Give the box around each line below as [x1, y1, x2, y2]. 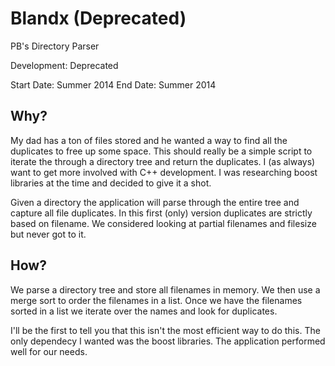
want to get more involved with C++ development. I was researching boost [10, 166, 318, 178]
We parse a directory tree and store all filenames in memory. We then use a [10, 283, 321, 296]
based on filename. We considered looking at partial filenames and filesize [10, 217, 317, 229]
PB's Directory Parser [10, 40, 100, 52]
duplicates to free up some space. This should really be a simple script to [10, 145, 313, 157]
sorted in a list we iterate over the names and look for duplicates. [10, 305, 278, 317]
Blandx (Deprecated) [10, 7, 187, 30]
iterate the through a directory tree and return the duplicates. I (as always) [10, 155, 316, 167]
